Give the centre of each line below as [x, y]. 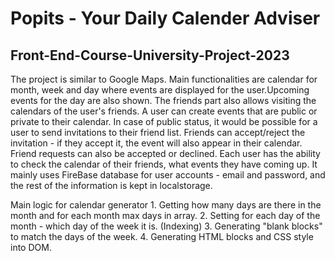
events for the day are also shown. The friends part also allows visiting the [163, 100]
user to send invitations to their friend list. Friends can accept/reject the [158, 132]
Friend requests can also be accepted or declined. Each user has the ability [165, 153]
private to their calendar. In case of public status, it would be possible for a [164, 121]
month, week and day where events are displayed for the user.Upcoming [160, 90]
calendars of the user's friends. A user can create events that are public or [164, 111]
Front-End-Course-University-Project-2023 [150, 55]
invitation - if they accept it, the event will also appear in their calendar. [156, 143]
